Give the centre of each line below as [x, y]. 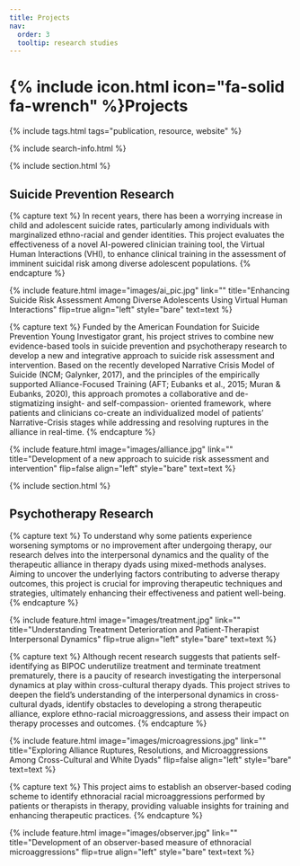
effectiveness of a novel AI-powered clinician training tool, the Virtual [137, 244]
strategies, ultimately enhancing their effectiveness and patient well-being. [148, 593]
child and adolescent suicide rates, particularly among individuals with [139, 225]
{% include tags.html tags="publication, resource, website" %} [126, 131]
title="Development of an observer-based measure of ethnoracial [130, 842]
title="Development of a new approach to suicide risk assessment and [139, 459]
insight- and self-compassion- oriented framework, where [164, 403]
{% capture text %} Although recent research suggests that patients [136, 656]
